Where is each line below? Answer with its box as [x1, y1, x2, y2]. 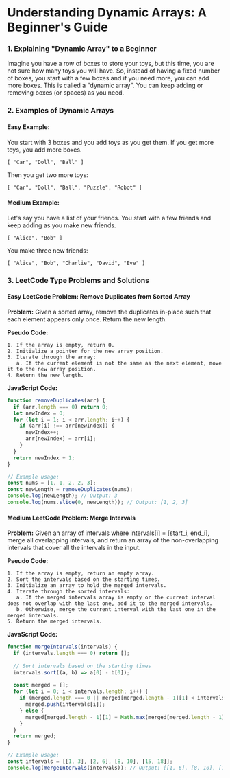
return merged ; [13, 733, 57, 740]
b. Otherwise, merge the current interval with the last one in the [16, 606, 216, 613]
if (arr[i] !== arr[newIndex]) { [19, 422, 115, 430]
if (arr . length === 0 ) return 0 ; [13, 403, 109, 410]
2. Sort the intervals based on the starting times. [7, 576, 161, 583]
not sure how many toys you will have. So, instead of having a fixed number [7, 67, 220, 75]
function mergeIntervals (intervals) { [7, 643, 118, 650]
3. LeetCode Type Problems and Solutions [7, 275, 149, 285]
